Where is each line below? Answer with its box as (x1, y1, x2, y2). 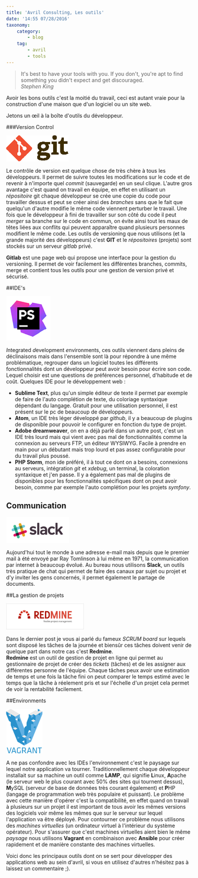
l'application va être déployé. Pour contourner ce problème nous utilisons (6, 815, 185, 822)
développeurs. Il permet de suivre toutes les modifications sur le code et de (6, 173, 190, 180)
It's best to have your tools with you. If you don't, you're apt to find (20, 70, 183, 77)
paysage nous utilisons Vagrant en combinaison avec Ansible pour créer (6, 834, 185, 841)
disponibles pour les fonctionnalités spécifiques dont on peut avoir (14, 477, 177, 485)
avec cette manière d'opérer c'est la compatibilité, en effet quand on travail (6, 796, 189, 804)
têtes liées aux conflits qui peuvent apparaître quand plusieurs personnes (6, 224, 185, 231)
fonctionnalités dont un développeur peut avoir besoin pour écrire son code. (6, 365, 192, 372)
